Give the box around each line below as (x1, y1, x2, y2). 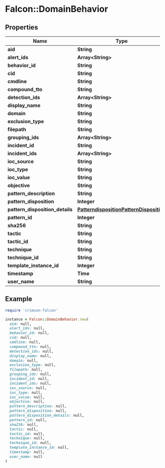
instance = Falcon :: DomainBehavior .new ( (5, 317, 89, 322)
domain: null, (9, 358, 38, 363)
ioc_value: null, (9, 395, 45, 400)
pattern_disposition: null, (9, 408, 67, 413)
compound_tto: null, (9, 344, 52, 349)
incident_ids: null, (9, 381, 52, 386)
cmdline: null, (9, 340, 41, 345)
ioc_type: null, (9, 390, 43, 395)
